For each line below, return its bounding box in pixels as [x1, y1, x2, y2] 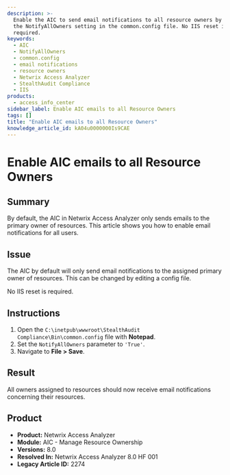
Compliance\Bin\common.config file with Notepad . [16, 333, 156, 341]
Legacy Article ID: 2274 [16, 460, 86, 468]
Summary [7, 196, 50, 208]
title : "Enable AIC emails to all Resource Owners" [7, 118, 157, 125]
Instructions [7, 307, 60, 319]
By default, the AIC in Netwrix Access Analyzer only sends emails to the [7, 214, 210, 223]
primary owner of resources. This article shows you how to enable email [7, 221, 211, 230]
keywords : [7, 36, 36, 42]
